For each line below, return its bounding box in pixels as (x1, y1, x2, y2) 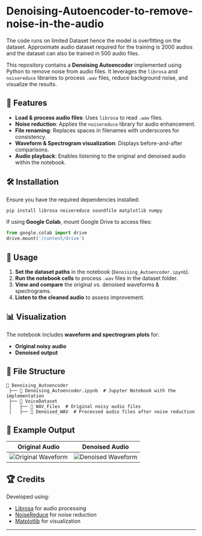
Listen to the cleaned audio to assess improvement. (14, 294, 145, 301)
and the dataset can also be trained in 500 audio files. (6, 49, 139, 57)
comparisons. (14, 146, 49, 153)
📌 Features (6, 98, 47, 108)
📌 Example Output (6, 425, 75, 436)
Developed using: (6, 493, 50, 501)
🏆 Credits (6, 474, 45, 484)
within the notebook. (14, 158, 66, 166)
